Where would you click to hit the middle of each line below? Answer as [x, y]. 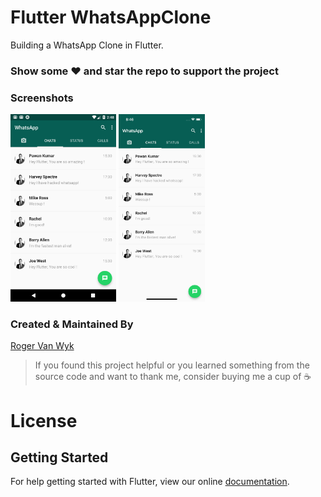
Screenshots [42, 98]
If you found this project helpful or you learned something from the [172, 365]
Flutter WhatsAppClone [111, 17]
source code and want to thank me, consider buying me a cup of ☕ [173, 377]
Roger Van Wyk [42, 346]
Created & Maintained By [72, 324]
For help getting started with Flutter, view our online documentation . [150, 482]
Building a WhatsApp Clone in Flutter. [87, 45]
